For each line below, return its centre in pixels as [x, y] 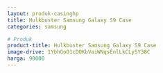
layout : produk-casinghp [43, 14]
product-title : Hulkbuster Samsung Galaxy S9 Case [82, 46]
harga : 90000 [26, 59]
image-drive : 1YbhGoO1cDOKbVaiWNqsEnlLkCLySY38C [79, 52]
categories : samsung [37, 26]
